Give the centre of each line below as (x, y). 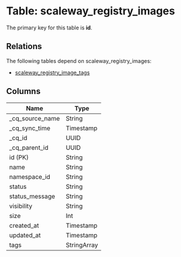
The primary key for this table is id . (49, 28)
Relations (24, 46)
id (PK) (19, 157)
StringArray (82, 245)
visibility (21, 206)
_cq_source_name (34, 118)
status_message (32, 196)
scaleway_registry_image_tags (52, 72)
